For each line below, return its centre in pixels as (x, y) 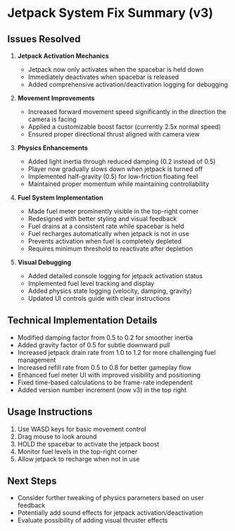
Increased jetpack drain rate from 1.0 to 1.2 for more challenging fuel (116, 352)
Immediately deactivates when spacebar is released (103, 77)
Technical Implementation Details (82, 321)
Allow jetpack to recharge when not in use (78, 458)
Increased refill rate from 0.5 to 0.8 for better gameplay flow (104, 367)
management (37, 360)
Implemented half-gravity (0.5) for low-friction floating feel (113, 176)
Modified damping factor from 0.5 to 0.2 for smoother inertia (105, 337)
